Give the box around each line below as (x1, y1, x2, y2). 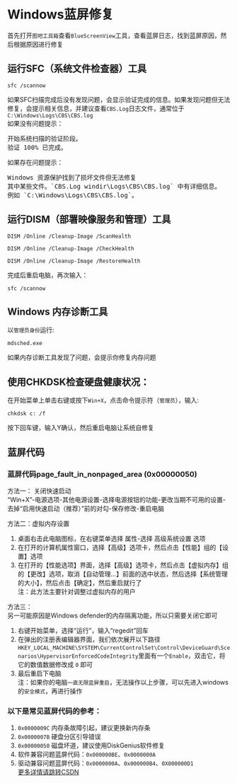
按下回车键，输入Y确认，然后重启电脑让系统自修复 (7, 424, 154, 432)
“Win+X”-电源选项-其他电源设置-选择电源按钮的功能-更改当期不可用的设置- (7, 495, 226, 504)
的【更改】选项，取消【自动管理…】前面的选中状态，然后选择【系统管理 (17, 569, 228, 578)
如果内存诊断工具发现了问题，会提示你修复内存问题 (7, 353, 156, 361)
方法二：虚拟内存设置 (7, 519, 69, 528)
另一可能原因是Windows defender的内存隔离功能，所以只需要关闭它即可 (7, 611, 218, 620)
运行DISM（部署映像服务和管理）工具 (7, 214, 171, 226)
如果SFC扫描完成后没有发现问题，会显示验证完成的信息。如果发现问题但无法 (7, 95, 231, 103)
